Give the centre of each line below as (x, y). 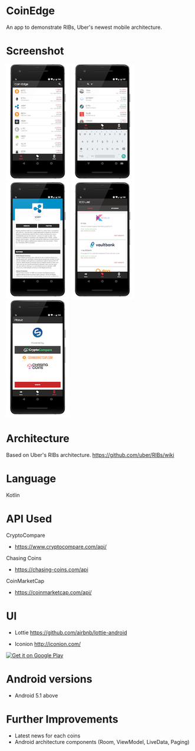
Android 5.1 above (36, 695)
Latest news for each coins (47, 736)
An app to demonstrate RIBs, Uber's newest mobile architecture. (84, 27)
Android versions (49, 679)
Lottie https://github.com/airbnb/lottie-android (71, 633)
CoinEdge (30, 11)
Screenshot (35, 51)
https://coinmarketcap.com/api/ (53, 592)
